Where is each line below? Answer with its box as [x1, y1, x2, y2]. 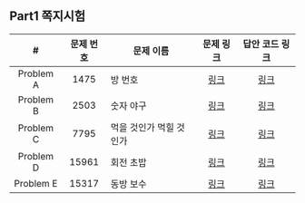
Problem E [14, 177, 58, 189]
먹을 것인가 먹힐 [110, 121, 174, 133]
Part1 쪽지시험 [9, 8, 86, 24]
